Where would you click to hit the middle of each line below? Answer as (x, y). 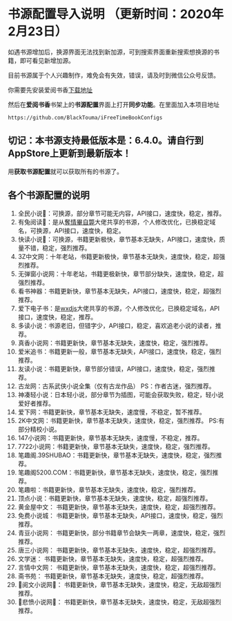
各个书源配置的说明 (49, 195)
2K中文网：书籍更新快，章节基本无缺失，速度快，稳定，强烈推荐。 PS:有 (121, 420)
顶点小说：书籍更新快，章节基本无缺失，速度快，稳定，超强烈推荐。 (115, 498)
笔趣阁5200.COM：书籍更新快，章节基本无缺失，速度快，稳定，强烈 (115, 472)
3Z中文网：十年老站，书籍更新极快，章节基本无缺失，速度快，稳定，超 (118, 256)
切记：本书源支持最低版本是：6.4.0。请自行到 (106, 141)
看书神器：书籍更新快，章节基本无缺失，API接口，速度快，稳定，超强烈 (119, 291)
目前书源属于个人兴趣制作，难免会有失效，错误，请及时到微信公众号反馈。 (114, 75)
